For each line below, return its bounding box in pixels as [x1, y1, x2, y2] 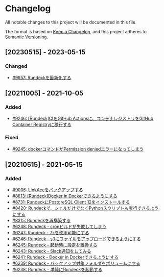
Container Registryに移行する [12, 122, 72, 127]
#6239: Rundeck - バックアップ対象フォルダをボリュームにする [12, 260, 141, 266]
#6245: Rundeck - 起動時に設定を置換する [12, 242, 98, 248]
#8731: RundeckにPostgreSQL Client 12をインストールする [12, 199, 130, 205]
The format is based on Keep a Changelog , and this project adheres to [5, 28, 147, 34]
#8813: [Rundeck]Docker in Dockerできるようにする [12, 193, 117, 199]
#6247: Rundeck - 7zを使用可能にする [12, 230, 90, 236]
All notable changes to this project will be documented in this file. [5, 19, 137, 25]
